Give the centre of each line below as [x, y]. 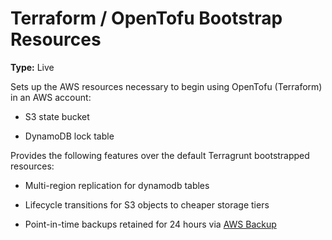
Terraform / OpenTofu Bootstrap [146, 18]
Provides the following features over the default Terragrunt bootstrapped [160, 155]
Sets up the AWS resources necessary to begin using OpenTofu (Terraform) [166, 86]
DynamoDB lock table [69, 136]
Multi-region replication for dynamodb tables [117, 185]
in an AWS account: [51, 97]
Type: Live [32, 67]
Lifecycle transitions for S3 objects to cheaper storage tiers [147, 204]
